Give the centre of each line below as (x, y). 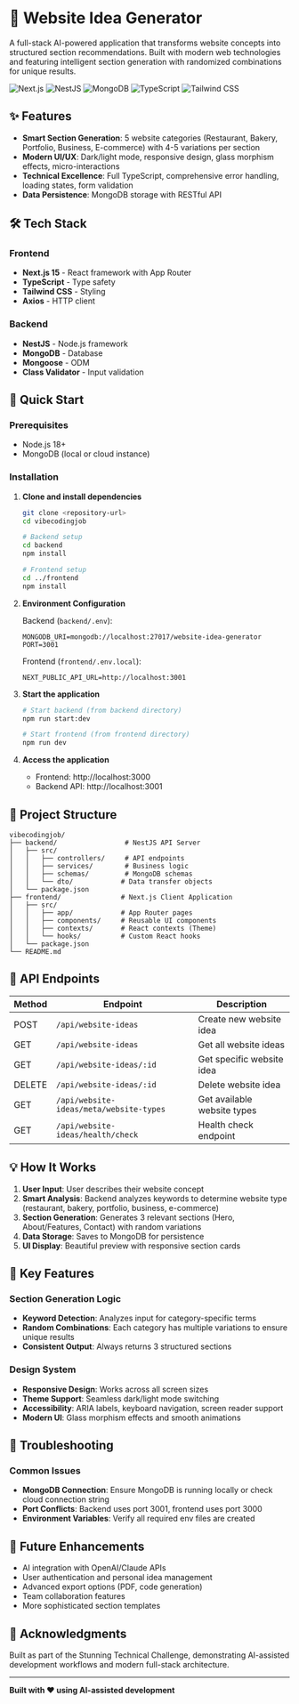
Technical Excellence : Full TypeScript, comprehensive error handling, (150, 175)
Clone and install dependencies (82, 497)
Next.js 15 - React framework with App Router (107, 273)
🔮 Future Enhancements (77, 1546)
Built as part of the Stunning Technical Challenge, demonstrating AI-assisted (149, 1655)
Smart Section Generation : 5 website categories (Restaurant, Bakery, (150, 138)
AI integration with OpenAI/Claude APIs (94, 1568)
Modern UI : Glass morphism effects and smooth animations (132, 1417)
